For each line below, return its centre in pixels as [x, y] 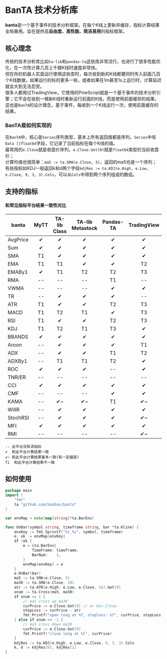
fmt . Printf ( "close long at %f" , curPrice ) [68, 634]
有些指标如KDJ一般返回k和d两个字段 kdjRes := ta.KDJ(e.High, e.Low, [77, 168]
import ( [14, 495]
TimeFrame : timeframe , [55, 550]
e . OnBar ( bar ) [28, 573]
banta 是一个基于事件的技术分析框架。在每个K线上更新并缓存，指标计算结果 [83, 25]
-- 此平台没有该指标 [23, 446]
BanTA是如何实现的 [29, 125]
